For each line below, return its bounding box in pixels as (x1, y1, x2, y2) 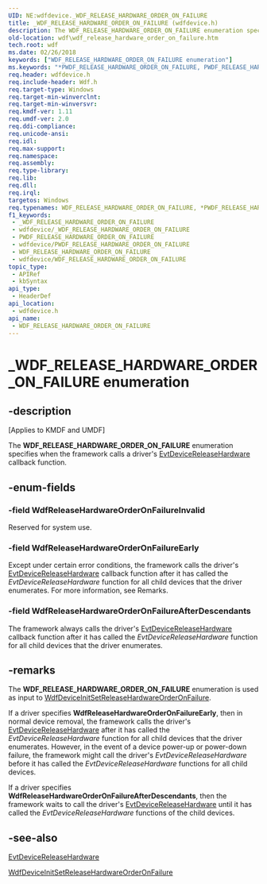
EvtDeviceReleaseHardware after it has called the (8, 725, 171, 735)
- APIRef (11, 270, 41, 278)
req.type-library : (8, 167, 69, 175)
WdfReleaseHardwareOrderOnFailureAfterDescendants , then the (8, 791, 227, 801)
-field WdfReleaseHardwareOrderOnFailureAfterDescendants (8, 605, 252, 616)
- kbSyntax (11, 277, 48, 286)
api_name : (8, 315, 41, 322)
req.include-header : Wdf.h (8, 78, 98, 86)
